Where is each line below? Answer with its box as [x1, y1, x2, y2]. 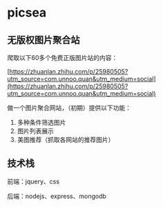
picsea [7, 5, 47, 21]
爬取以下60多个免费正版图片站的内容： [7, 54, 118, 61]
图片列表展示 [17, 127, 54, 135]
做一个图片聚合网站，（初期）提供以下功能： [7, 103, 131, 112]
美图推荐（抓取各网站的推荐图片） [17, 136, 115, 144]
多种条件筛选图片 [17, 119, 66, 126]
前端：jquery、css [7, 177, 60, 186]
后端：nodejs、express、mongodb [7, 192, 107, 200]
